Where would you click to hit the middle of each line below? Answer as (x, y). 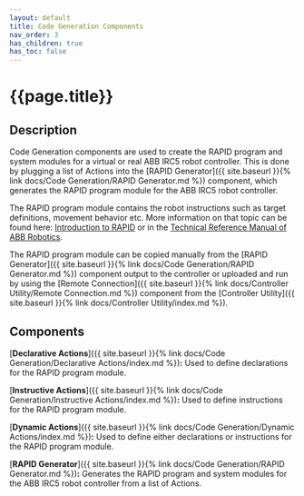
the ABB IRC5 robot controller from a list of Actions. (106, 483)
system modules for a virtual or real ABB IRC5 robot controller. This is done (150, 162)
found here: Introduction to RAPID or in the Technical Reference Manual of (148, 227)
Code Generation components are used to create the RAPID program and (146, 152)
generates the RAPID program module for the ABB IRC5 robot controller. (144, 191)
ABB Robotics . (36, 237)
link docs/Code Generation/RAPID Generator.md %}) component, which (143, 181)
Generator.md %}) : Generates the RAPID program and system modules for (148, 473)
